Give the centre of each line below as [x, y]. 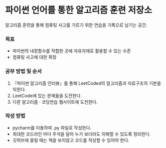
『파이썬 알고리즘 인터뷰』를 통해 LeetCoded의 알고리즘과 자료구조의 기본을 [86, 83]
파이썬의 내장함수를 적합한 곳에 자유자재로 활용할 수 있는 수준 [72, 51]
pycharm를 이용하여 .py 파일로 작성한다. [52, 128]
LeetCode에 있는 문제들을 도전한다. [47, 96]
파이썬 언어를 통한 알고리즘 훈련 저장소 [79, 10]
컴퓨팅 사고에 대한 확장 [34, 57]
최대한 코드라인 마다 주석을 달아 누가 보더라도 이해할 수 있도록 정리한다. [82, 134]
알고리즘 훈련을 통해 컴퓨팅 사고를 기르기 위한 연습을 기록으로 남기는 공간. [76, 25]
